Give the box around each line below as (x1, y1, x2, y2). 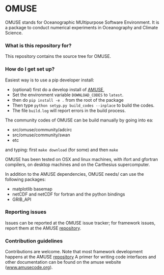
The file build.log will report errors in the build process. (12, 107, 126, 114)
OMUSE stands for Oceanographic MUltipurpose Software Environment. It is (5, 19, 160, 25)
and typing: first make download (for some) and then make (5, 147, 119, 153)
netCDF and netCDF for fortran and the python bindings (12, 191, 125, 197)
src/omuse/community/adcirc (12, 126, 72, 132)
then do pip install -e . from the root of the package (12, 97, 124, 103)
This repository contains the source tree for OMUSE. (5, 53, 111, 59)
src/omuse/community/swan (12, 132, 70, 138)
